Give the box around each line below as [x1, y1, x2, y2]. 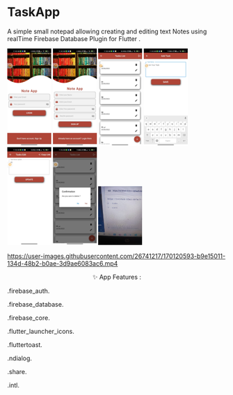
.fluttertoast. [7, 340, 43, 348]
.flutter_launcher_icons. [7, 327, 75, 335]
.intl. [7, 380, 19, 389]
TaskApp [7, 4, 61, 20]
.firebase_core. [7, 314, 50, 322]
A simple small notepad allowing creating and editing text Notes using [7, 27, 207, 35]
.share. [7, 367, 27, 376]
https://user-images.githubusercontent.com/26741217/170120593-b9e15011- [7, 252, 226, 260]
